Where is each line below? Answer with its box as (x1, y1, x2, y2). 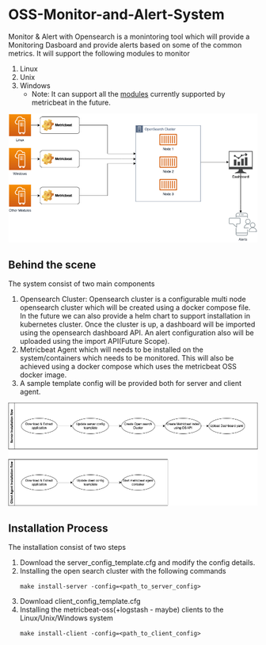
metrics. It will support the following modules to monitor (8, 48, 190, 58)
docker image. (19, 370, 67, 380)
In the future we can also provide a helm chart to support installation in (19, 311, 251, 320)
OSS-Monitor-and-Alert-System (8, 6, 225, 24)
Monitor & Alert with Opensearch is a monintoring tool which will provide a (8, 32, 250, 41)
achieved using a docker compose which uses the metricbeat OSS (19, 362, 237, 371)
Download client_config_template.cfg (19, 596, 141, 605)
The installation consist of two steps (8, 542, 127, 551)
